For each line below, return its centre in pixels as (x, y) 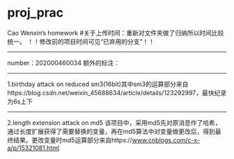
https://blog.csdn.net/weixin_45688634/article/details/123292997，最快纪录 (117, 92)
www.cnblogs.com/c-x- (166, 140)
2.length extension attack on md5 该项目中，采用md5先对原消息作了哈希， (114, 122)
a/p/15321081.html (33, 148)
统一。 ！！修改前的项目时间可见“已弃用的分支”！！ (81, 41)
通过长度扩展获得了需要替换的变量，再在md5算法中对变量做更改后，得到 (111, 131)
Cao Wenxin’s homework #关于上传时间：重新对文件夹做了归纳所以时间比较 (116, 33)
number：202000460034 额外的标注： (64, 62)
